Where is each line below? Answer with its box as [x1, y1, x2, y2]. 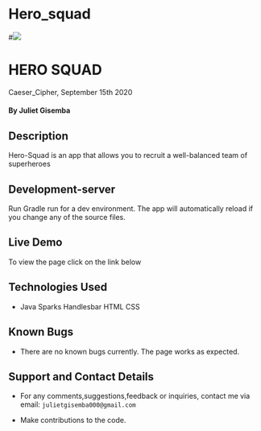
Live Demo [8, 235, 63, 250]
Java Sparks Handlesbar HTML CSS [19, 301, 141, 311]
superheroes [8, 159, 51, 169]
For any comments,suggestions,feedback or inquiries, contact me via [19, 392, 251, 401]
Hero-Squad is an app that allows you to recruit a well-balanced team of [8, 151, 248, 160]
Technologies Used [8, 280, 107, 294]
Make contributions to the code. [19, 416, 126, 425]
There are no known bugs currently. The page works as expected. [19, 346, 240, 356]
